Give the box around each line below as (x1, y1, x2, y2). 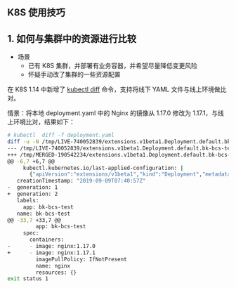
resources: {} (35, 269, 77, 276)
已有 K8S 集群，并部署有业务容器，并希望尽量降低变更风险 (27, 62, 198, 70)
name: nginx (35, 262, 71, 269)
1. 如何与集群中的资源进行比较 (7, 32, 137, 44)
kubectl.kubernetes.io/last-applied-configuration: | (22, 164, 184, 171)
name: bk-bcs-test (16, 210, 71, 217)
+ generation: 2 (7, 190, 58, 198)
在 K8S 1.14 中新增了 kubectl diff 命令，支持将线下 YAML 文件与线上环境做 (7, 85, 221, 93)
